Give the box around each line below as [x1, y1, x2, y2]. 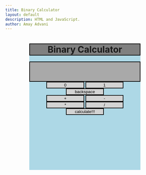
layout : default [5, 12, 39, 17]
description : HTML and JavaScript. [5, 17, 80, 22]
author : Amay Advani [5, 21, 49, 27]
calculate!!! [75, 109, 95, 114]
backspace [75, 89, 95, 95]
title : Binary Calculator [5, 7, 60, 13]
